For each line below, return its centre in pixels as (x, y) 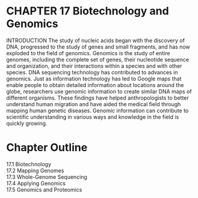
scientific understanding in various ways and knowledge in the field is (93, 117)
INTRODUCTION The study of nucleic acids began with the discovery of (96, 40)
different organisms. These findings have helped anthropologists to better (98, 98)
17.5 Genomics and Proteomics (44, 190)
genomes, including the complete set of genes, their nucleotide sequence (98, 59)
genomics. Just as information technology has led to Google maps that (94, 79)
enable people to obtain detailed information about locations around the (95, 85)
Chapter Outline (47, 148)
